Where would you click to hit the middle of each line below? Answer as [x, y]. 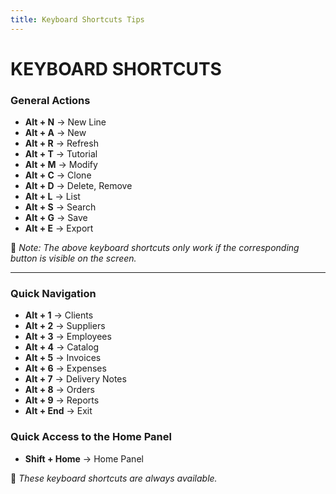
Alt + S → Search [60, 207]
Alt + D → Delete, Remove [78, 186]
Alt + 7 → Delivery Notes [75, 379]
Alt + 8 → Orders [59, 390]
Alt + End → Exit [58, 411]
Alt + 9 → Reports [62, 400]
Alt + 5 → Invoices [63, 358]
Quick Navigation [53, 294]
